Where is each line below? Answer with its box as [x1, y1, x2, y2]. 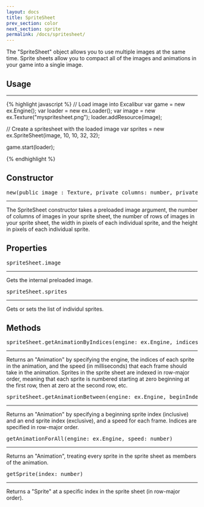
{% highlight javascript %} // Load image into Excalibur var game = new [6, 100, 185, 108]
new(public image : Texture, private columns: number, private [6, 189, 199, 196]
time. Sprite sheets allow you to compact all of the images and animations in [6, 55, 197, 62]
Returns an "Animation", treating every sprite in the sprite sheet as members [6, 452, 197, 460]
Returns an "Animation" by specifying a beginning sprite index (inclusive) [6, 411, 189, 418]
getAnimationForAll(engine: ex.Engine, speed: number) [6, 435, 173, 443]
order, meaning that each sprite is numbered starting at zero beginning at [6, 375, 189, 383]
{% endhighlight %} [6, 155, 56, 162]
